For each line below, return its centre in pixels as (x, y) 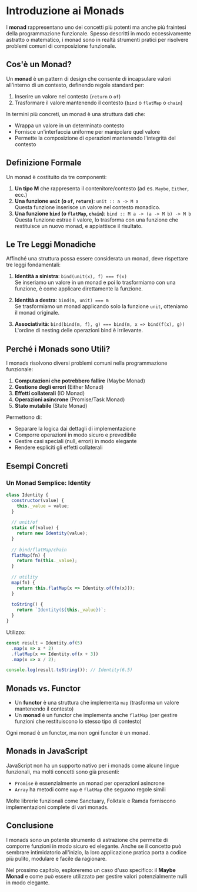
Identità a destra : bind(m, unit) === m (61, 300)
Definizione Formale (44, 163)
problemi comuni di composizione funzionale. (61, 46)
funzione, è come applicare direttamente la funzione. (79, 289)
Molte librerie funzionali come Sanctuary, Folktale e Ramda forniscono (91, 801)
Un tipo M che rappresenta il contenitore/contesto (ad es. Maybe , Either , (102, 188)
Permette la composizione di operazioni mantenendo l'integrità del (95, 138)
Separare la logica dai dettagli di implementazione (75, 429)
